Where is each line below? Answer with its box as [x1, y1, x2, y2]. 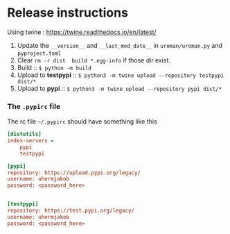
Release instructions [7, 5, 128, 21]
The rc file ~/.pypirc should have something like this [7, 117, 157, 126]
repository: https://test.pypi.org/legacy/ [7, 207, 135, 215]
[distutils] [7, 131, 42, 138]
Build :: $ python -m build [17, 63, 92, 72]
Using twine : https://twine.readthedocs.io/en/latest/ [7, 28, 157, 36]
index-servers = [7, 137, 54, 144]
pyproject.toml [17, 50, 62, 57]
